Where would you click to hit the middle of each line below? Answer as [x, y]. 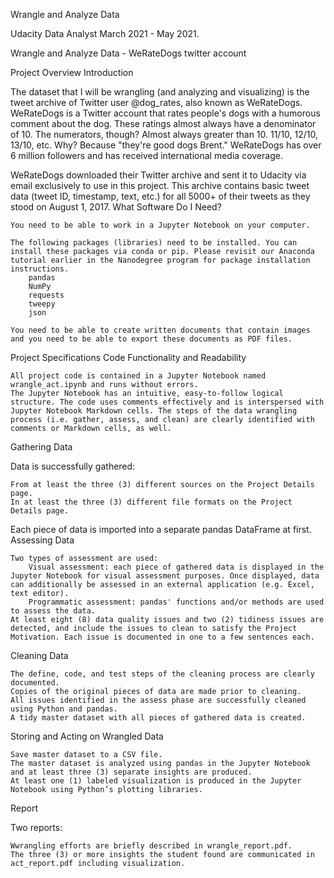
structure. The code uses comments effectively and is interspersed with [167, 402]
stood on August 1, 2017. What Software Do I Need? [116, 207]
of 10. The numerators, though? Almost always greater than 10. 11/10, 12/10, [164, 134]
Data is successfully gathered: [73, 466]
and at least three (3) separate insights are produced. [131, 772]
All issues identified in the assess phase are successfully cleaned [158, 700]
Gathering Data [41, 447]
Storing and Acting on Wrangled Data [87, 736]
